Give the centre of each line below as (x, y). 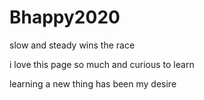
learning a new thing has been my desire (93, 83)
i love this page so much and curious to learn (102, 64)
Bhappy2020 (65, 17)
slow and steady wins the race (72, 45)
